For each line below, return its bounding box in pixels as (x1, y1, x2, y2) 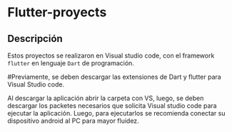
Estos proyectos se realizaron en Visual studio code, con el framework (7, 51, 215, 60)
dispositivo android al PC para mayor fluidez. (7, 116, 139, 125)
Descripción (7, 33, 63, 45)
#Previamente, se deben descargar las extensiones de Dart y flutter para (7, 72, 221, 81)
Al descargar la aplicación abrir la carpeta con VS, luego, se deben (7, 94, 204, 102)
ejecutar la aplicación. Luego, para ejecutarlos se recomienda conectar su (7, 109, 226, 117)
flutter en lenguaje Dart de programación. (7, 59, 134, 67)
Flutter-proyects (7, 4, 107, 21)
